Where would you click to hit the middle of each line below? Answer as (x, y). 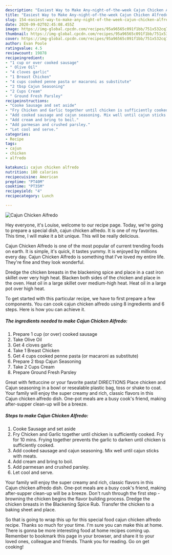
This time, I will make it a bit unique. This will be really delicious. (72, 236)
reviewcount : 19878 (26, 53)
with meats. (25, 456)
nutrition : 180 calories (32, 172)
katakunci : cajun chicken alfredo (42, 167)
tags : (11, 144)
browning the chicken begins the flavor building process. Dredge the (78, 499)
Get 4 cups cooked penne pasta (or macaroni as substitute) (76, 356)
